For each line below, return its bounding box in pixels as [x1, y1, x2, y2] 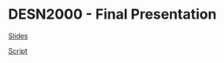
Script [8, 46, 28, 55]
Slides [8, 31, 28, 40]
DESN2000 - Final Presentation [8, 5, 217, 23]
